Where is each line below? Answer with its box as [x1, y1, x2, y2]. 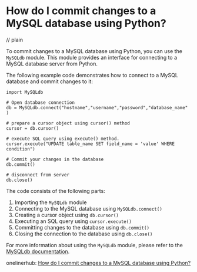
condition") [6, 146, 35, 152]
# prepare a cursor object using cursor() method [6, 120, 131, 126]
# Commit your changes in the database [6, 156, 104, 162]
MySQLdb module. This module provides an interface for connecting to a [6, 54, 178, 61]
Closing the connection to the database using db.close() [14, 230, 153, 237]
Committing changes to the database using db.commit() [14, 224, 150, 231]
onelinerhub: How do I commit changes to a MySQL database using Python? [6, 259, 191, 266]
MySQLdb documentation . [6, 248, 70, 255]
